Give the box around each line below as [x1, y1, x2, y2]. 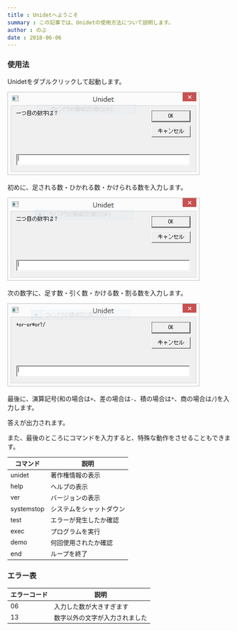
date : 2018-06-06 [7, 34, 62, 41]
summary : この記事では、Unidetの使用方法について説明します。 [7, 18, 174, 26]
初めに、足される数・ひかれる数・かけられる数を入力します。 [7, 183, 187, 191]
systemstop [10, 505, 45, 513]
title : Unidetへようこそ [7, 11, 79, 18]
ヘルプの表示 [50, 482, 89, 490]
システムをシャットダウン [50, 505, 126, 513]
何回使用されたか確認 [50, 538, 114, 546]
